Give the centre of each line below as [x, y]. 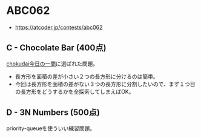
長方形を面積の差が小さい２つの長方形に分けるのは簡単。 [87, 76]
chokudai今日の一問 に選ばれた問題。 [52, 64]
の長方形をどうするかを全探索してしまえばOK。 [74, 91]
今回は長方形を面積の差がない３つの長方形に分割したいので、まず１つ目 [105, 84]
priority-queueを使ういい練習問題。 [51, 128]
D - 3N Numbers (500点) [53, 113]
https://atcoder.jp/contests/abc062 [59, 27]
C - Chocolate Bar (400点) [56, 48]
